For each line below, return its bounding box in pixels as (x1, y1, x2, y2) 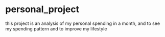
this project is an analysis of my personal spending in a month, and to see (5, 20, 160, 26)
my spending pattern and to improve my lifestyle (5, 25, 107, 31)
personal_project (5, 4, 80, 15)
